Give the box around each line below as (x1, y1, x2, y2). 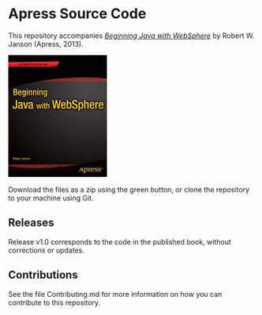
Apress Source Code (8, 5, 147, 23)
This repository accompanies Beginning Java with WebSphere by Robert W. (8, 31, 255, 40)
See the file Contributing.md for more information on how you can (8, 289, 223, 298)
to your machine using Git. (8, 193, 94, 202)
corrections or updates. (8, 246, 84, 255)
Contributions (8, 268, 78, 282)
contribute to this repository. (8, 298, 101, 307)
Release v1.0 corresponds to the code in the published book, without (8, 237, 231, 246)
